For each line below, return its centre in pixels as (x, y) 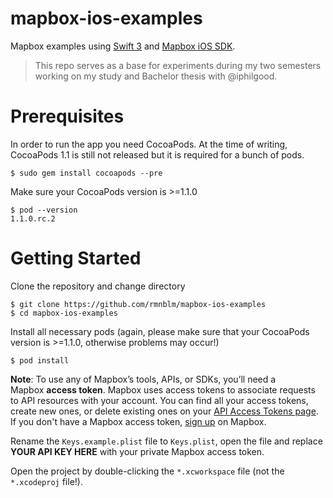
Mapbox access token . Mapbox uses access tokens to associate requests (163, 389)
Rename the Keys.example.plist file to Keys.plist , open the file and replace (166, 441)
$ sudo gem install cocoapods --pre (86, 173)
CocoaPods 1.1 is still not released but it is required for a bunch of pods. (157, 154)
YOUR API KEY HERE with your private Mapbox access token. (137, 451)
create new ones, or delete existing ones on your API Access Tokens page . (164, 411)
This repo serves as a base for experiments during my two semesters (178, 65)
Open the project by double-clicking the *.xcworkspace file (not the (147, 471)
